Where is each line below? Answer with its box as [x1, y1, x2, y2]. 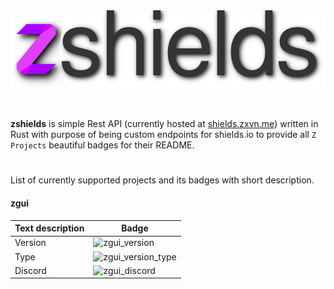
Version [14, 237, 47, 249]
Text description [14, 222, 85, 234]
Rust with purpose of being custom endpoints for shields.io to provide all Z [10, 129, 317, 141]
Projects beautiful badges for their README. [10, 139, 195, 151]
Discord [14, 264, 47, 276]
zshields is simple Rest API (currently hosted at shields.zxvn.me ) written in [10, 118, 319, 130]
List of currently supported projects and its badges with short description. [10, 174, 315, 186]
